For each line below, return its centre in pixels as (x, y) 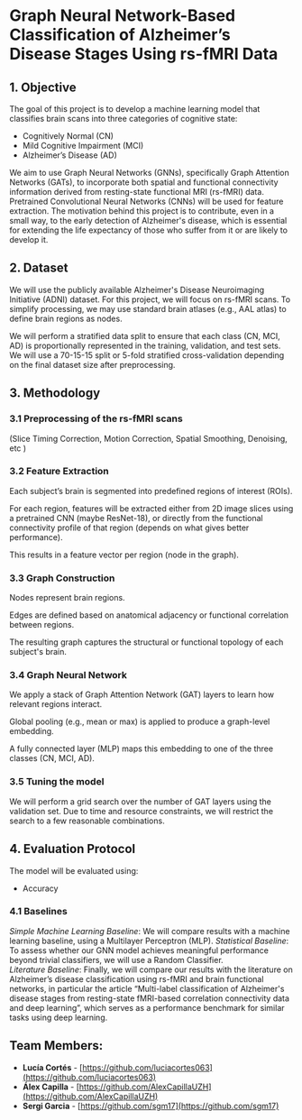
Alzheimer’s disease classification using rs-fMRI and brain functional (137, 978)
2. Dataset (39, 268)
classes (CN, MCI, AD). (52, 758)
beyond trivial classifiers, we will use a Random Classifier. (116, 959)
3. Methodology (55, 393)
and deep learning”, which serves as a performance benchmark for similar (147, 1007)
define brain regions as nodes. (66, 318)
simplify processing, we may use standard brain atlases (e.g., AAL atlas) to (148, 308)
